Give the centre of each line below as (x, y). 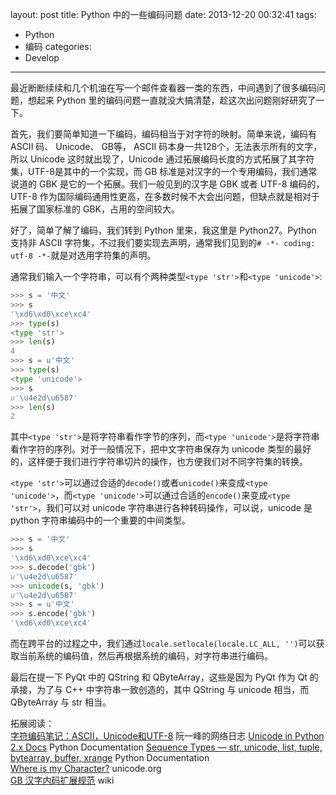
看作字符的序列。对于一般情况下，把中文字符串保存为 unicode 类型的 (152, 449)
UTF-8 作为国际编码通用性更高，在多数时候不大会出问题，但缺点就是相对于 (165, 196)
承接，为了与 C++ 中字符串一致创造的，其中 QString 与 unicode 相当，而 (160, 689)
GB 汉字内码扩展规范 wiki (62, 780)
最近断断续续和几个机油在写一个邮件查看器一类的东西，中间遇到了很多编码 (163, 87)
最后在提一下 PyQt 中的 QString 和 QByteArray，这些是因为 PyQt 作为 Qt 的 (164, 677)
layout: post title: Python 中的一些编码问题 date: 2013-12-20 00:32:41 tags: (163, 14)
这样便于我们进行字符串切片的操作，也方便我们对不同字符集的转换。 (167, 462)
